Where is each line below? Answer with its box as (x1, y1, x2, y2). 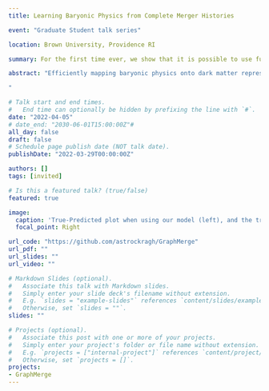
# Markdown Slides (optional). (8, 274, 113, 282)
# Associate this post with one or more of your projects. (8, 333, 217, 341)
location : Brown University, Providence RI (8, 41, 156, 49)
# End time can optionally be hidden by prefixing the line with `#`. (8, 106, 256, 114)
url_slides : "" (8, 253, 59, 261)
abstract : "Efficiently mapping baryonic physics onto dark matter (8, 70, 239, 78)
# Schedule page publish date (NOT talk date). (8, 143, 171, 151)
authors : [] (8, 165, 48, 173)
